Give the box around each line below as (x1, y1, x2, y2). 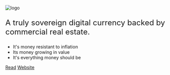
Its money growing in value (12, 49, 70, 55)
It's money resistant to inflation (12, 44, 78, 50)
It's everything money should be (12, 55, 81, 60)
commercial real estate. (5, 27, 90, 36)
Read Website (5, 64, 35, 70)
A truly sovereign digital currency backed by (5, 18, 165, 27)
